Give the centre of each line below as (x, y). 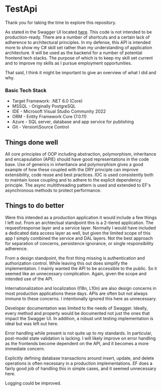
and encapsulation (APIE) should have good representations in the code (77, 159)
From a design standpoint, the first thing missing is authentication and (75, 258)
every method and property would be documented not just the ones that (77, 313)
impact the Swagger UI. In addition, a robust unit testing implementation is (79, 318)
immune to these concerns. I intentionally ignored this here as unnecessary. (81, 298)
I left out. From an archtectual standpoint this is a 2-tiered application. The (79, 223)
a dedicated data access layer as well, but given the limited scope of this (78, 233)
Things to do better (35, 206)
